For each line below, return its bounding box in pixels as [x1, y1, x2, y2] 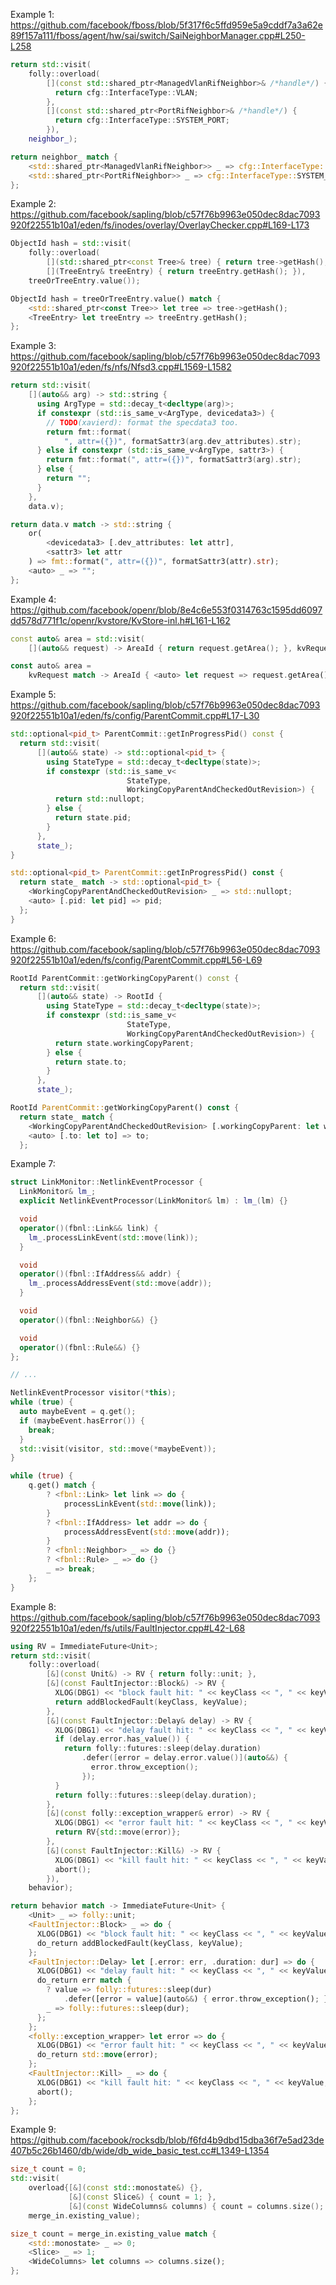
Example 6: [10, 932, 57, 944]
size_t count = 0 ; [10, 2164, 87, 2174]
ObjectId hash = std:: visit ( [10, 239, 132, 249]
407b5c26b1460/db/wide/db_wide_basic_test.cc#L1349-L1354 [10, 2145, 270, 2157]
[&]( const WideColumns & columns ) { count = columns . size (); [68, 2201, 325, 2211]
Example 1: [10, 9, 55, 20]
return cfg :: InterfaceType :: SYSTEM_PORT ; [54, 115, 230, 126]
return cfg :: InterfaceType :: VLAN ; [54, 87, 199, 98]
